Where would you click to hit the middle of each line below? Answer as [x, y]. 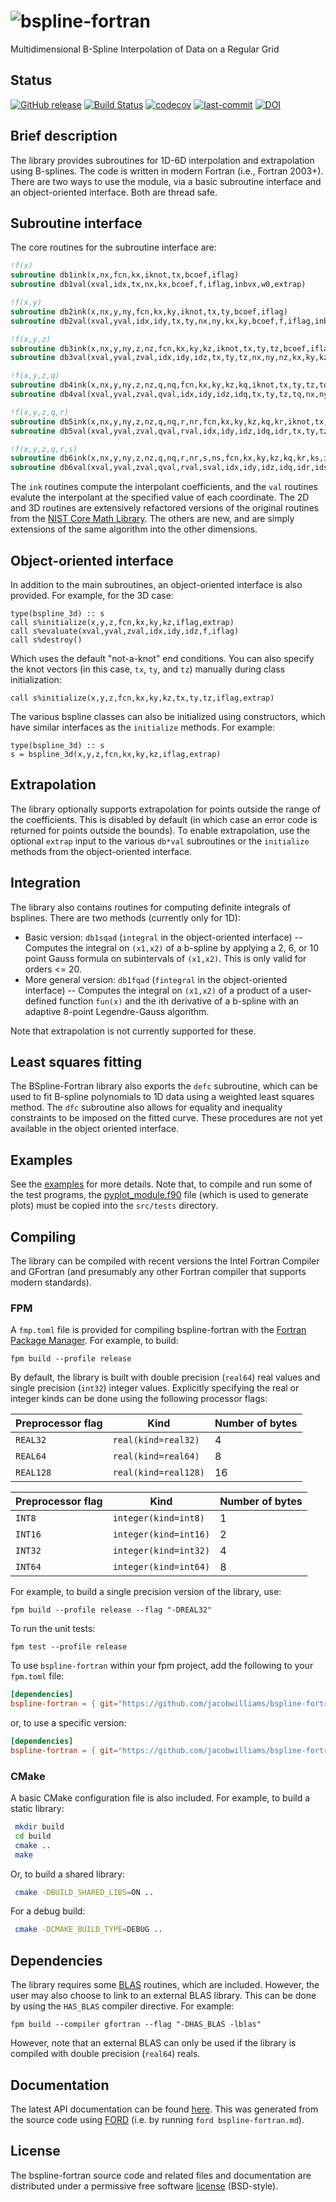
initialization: [36, 679]
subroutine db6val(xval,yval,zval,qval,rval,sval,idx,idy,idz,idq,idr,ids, [171, 468]
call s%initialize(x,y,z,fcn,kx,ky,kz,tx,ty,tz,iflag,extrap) [142, 698]
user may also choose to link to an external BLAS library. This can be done [163, 1996]
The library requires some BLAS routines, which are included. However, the [165, 1985]
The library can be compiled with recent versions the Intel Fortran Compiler [165, 1261]
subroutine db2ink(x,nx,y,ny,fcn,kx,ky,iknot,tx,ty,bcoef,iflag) [149, 311]
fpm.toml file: [37, 1676]
